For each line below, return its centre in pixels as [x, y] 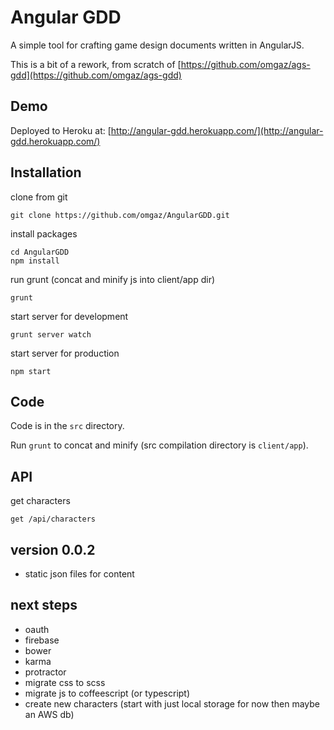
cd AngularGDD [40, 252]
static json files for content [79, 574]
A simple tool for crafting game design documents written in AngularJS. [157, 45]
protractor [45, 672]
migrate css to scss [65, 682]
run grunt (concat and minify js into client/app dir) [113, 279]
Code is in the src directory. [67, 426]
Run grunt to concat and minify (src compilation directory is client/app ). [159, 445]
